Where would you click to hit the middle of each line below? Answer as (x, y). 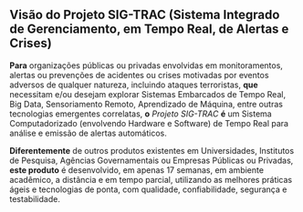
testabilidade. (35, 198)
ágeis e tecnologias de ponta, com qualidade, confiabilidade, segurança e (148, 189)
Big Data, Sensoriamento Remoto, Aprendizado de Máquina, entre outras (146, 104)
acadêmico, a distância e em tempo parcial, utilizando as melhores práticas (151, 179)
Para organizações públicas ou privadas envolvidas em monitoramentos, (146, 65)
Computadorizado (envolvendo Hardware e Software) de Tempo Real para (149, 123)
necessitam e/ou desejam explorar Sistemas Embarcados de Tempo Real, (147, 94)
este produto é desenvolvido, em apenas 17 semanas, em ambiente (137, 170)
